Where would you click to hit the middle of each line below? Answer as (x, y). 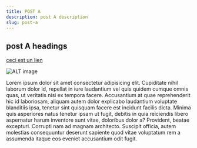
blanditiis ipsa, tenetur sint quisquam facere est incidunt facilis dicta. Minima (98, 108)
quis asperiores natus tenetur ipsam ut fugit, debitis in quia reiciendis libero (97, 114)
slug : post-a (22, 22)
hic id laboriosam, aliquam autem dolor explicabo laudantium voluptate (92, 101)
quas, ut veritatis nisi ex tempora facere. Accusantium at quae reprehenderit (98, 95)
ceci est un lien (24, 60)
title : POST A (24, 11)
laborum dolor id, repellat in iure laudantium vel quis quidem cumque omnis (97, 89)
